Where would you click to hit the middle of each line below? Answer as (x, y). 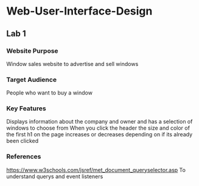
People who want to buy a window (50, 93)
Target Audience (31, 79)
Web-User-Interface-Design (79, 11)
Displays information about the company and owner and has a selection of (100, 122)
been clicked (22, 141)
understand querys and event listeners (55, 176)
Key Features (26, 108)
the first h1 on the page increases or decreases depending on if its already (100, 135)
